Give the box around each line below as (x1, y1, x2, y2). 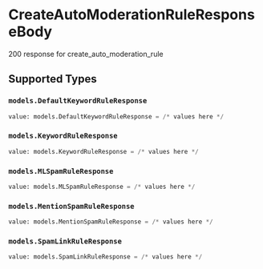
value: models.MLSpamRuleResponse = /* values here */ (8, 183, 196, 191)
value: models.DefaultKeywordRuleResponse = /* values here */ (8, 112, 225, 121)
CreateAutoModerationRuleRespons (8, 6, 255, 24)
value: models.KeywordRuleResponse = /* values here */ (8, 147, 199, 155)
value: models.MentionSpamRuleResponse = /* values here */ (8, 218, 214, 226)
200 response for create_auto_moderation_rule (8, 49, 164, 58)
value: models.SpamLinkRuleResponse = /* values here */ (8, 253, 203, 261)
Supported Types (8, 72, 98, 86)
